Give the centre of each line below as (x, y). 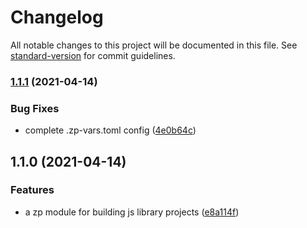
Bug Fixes (35, 108)
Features (32, 190)
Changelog (57, 17)
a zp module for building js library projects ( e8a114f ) (132, 212)
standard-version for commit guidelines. (93, 55)
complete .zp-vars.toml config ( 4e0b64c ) (110, 130)
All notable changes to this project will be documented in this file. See (154, 45)
